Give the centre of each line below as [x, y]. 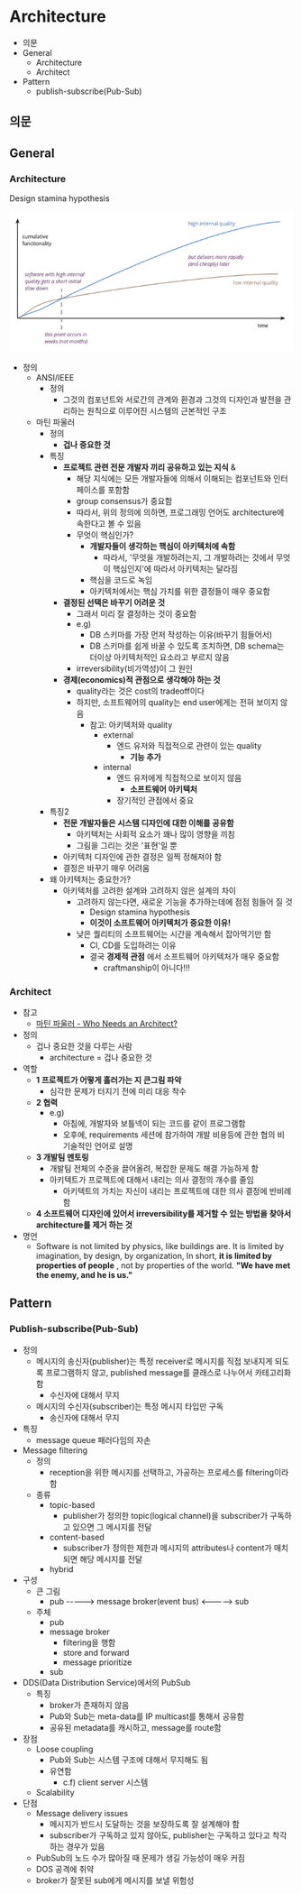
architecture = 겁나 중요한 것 [100, 1058]
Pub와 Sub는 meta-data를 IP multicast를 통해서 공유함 [147, 1716]
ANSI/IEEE [55, 377]
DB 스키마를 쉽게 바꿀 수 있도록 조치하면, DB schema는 [187, 646]
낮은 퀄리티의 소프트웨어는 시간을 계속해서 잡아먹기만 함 [174, 933]
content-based [77, 1537]
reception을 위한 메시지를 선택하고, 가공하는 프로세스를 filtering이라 [169, 1472]
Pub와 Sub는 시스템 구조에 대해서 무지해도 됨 [129, 1760]
